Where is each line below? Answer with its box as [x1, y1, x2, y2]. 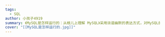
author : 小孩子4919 [5, 16, 43, 21]
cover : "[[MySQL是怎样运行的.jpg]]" [5, 25, 76, 30]
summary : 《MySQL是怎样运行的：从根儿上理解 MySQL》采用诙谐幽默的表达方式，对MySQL [5, 20, 159, 25]
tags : [5, 7, 16, 12]
